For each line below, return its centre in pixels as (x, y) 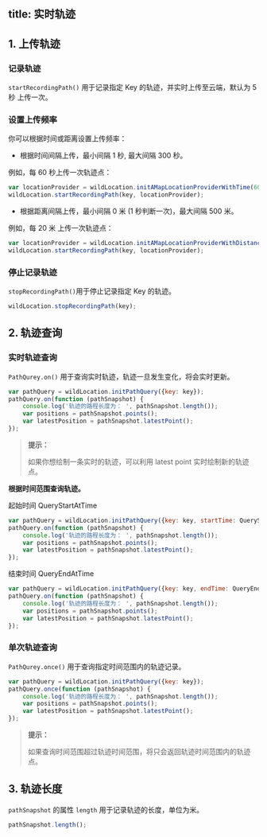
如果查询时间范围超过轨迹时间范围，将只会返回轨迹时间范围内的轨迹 (139, 752)
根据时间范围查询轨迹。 (46, 489)
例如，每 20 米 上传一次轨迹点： (61, 228)
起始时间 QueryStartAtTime (53, 505)
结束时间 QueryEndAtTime (51, 574)
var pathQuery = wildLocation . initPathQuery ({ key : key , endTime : (118, 589)
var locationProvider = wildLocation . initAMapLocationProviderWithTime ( (131, 188)
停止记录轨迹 (33, 272)
